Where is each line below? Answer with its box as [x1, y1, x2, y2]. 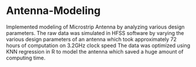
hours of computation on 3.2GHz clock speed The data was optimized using [6, 42, 191, 49]
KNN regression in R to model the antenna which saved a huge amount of [6, 48, 184, 55]
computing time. [6, 54, 46, 61]
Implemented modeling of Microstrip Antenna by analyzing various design [6, 23, 185, 30]
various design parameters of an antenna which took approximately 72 [6, 36, 177, 43]
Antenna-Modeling [6, 4, 101, 17]
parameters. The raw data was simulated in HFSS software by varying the [6, 29, 184, 36]
